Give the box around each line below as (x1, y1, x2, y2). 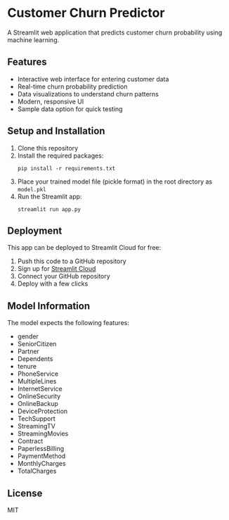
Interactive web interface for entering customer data (17, 75, 169, 83)
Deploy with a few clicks (17, 279, 89, 288)
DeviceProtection (17, 407, 68, 416)
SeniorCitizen (17, 340, 57, 348)
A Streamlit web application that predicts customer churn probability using (7, 28, 223, 37)
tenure (17, 362, 37, 371)
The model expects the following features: (7, 319, 130, 327)
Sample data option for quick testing (17, 104, 123, 113)
